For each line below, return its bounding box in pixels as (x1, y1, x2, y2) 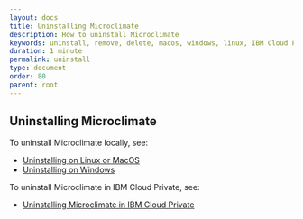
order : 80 (9, 72, 47, 81)
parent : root (9, 80, 59, 89)
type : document (9, 64, 67, 73)
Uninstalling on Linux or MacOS (22, 155, 140, 166)
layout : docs (9, 13, 59, 23)
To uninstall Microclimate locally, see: (9, 137, 149, 149)
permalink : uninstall (9, 55, 91, 64)
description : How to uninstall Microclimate (9, 30, 179, 39)
